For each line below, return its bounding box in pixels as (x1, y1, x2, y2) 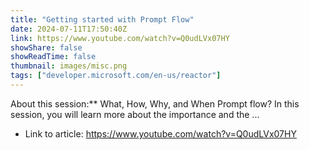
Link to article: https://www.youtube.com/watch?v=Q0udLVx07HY (24, 127, 297, 140)
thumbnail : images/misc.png (10, 61, 128, 71)
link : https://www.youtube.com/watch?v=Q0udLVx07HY (10, 33, 230, 43)
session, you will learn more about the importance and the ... (10, 108, 260, 120)
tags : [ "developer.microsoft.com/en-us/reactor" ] (10, 71, 222, 81)
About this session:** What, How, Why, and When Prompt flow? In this (10, 97, 300, 110)
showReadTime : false (10, 52, 97, 62)
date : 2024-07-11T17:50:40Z (10, 24, 128, 34)
